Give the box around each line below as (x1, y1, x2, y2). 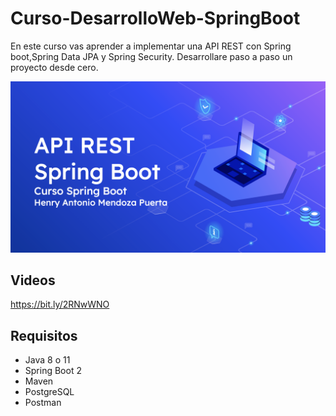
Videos (10, 272, 56, 289)
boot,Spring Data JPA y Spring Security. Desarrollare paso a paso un (10, 50, 293, 62)
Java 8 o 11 (24, 354, 71, 366)
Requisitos (10, 327, 78, 344)
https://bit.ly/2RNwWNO (10, 298, 110, 311)
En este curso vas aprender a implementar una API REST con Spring (10, 40, 292, 52)
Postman (24, 397, 62, 409)
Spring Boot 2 (24, 365, 82, 377)
